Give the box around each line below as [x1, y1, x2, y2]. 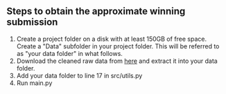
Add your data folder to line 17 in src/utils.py [16, 71, 143, 79]
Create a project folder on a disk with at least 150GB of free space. [16, 35, 207, 43]
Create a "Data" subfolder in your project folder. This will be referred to [16, 41, 220, 50]
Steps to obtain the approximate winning [6, 6, 186, 17]
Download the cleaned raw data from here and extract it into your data [16, 57, 218, 65]
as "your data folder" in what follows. [16, 49, 123, 57]
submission [6, 17, 58, 28]
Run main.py [16, 79, 53, 87]
